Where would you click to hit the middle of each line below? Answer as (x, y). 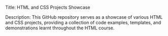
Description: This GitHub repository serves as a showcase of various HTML (84, 17)
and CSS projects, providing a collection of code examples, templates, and (83, 23)
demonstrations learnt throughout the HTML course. (60, 28)
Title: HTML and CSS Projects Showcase (48, 7)
